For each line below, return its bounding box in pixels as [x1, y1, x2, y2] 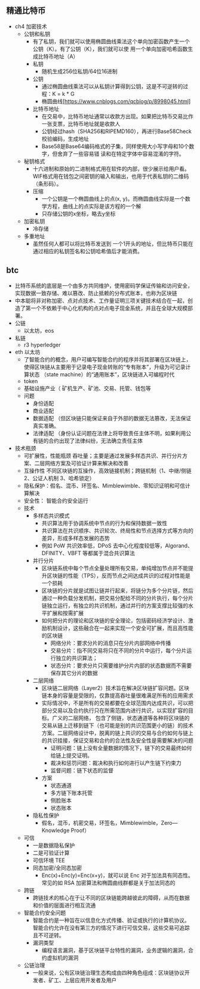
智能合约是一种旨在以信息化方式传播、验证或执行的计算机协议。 [32, 916, 190, 924]
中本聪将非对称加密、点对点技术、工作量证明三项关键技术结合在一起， [14, 297, 188, 304]
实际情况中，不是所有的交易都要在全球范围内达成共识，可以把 [41, 699, 194, 706]
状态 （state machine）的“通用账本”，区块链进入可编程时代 [29, 370, 175, 378]
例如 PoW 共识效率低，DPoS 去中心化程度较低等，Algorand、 [41, 542, 193, 549]
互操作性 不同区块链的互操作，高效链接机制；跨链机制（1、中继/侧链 [23, 467, 192, 474]
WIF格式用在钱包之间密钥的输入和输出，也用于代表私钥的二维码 [32, 173, 189, 180]
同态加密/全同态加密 [32, 864, 82, 871]
